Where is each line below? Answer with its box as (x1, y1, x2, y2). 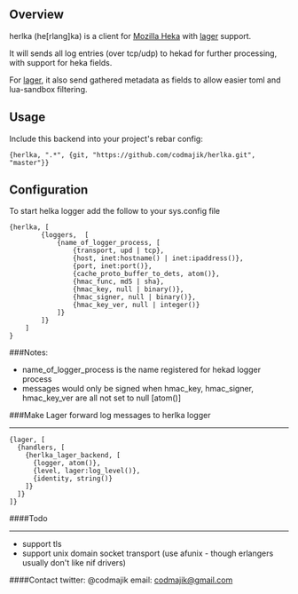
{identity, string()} (32, 474, 114, 483)
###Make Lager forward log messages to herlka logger (9, 410, 211, 421)
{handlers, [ (17, 443, 66, 452)
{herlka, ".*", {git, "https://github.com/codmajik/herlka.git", (9, 150, 255, 159)
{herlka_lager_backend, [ (25, 451, 122, 460)
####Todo (9, 513, 48, 524)
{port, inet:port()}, (72, 262, 153, 271)
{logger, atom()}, (32, 459, 101, 468)
